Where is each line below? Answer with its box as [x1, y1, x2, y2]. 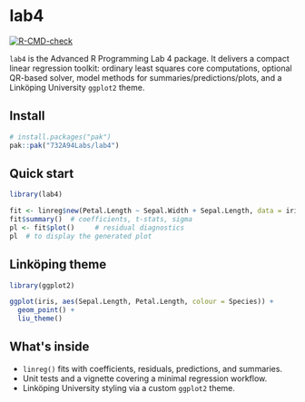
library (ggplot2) [9, 280, 75, 290]
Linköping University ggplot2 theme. [9, 82, 145, 93]
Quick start [9, 165, 74, 181]
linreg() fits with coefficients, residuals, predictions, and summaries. [22, 363, 283, 374]
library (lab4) [9, 190, 64, 200]
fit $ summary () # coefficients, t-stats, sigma [9, 215, 193, 224]
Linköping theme [9, 257, 107, 272]
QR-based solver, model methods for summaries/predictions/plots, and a [9, 72, 282, 83]
